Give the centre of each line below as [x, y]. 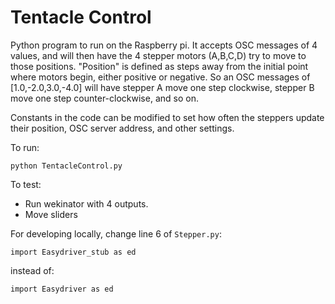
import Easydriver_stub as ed [73, 252]
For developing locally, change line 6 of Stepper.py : [116, 233]
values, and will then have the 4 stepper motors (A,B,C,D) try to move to [158, 55]
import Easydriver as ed [62, 289]
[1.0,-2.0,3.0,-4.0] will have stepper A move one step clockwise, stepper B [162, 87]
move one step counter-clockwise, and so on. [104, 98]
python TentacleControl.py [66, 166]
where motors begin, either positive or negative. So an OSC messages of [160, 77]
